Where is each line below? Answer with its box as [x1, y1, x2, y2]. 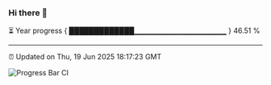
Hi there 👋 [8, 7, 48, 18]
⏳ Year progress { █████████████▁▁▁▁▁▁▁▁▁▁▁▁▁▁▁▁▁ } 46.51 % [8, 26, 261, 35]
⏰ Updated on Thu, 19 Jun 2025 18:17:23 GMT [8, 52, 162, 62]
